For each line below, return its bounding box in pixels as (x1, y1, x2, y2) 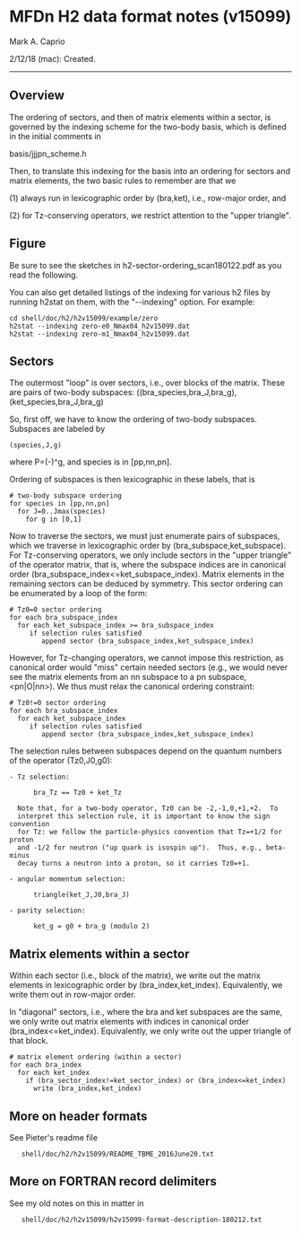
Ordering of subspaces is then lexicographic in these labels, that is (9, 474, 255, 485)
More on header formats (9, 1108, 148, 1123)
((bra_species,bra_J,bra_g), (136, 387, 237, 398)
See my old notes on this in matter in (9, 1197, 144, 1209)
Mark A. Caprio (9, 36, 65, 47)
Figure (9, 236, 47, 251)
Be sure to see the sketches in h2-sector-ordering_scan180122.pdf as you (9, 260, 282, 270)
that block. (9, 1035, 49, 1046)
